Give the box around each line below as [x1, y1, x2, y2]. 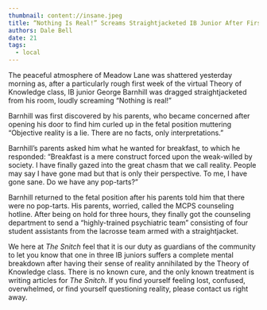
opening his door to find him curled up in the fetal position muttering [8, 120, 232, 129]
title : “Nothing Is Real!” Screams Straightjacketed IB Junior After [8, 19, 244, 27]
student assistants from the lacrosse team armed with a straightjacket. [8, 227, 239, 235]
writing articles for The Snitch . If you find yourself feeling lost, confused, [8, 276, 246, 285]
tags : [8, 41, 26, 49]
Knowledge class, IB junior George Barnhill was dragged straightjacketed [8, 87, 247, 96]
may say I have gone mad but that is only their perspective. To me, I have [8, 169, 248, 178]
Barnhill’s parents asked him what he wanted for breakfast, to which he [8, 144, 241, 153]
